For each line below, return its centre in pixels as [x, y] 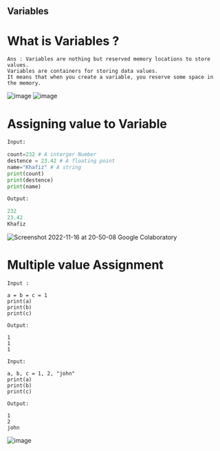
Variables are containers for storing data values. [82, 71]
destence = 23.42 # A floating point [61, 161]
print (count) [26, 174]
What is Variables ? [63, 41]
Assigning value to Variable [87, 124]
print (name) [24, 186]
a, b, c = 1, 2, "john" [41, 373]
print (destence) [30, 180]
